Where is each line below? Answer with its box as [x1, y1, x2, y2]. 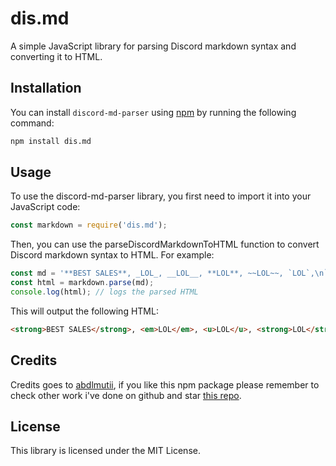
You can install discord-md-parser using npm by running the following [10, 106, 297, 118]
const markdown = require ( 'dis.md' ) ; [10, 220, 168, 231]
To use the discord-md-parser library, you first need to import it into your [10, 190, 312, 202]
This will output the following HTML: [10, 305, 159, 317]
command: [10, 117, 55, 129]
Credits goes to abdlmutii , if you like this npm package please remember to [10, 378, 320, 391]
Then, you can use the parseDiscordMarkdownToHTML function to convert [10, 238, 320, 251]
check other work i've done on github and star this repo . [10, 389, 242, 401]
